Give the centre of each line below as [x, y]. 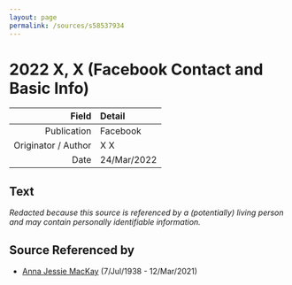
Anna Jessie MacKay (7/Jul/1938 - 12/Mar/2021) [109, 272]
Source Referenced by [72, 250]
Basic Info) [50, 88]
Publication [68, 131]
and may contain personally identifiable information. [105, 222]
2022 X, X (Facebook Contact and [136, 69]
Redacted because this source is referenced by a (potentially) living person [147, 212]
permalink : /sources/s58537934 [67, 26]
